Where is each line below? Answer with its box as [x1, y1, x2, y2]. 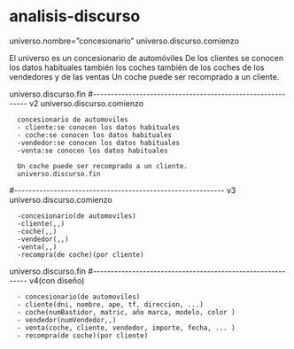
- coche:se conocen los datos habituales [17, 130, 173, 139]
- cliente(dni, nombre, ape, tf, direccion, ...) [17, 299, 204, 309]
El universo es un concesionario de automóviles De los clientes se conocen [9, 52, 284, 63]
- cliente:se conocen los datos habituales [17, 122, 180, 132]
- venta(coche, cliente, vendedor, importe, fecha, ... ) [17, 323, 236, 332]
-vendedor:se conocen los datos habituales [17, 138, 180, 147]
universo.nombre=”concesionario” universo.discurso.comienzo [9, 35, 240, 46]
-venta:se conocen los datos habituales [17, 146, 168, 155]
